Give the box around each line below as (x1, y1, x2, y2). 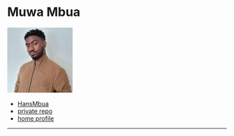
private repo (17, 107, 53, 115)
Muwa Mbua (7, 4, 81, 20)
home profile (17, 114, 54, 122)
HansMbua (17, 99, 49, 108)
